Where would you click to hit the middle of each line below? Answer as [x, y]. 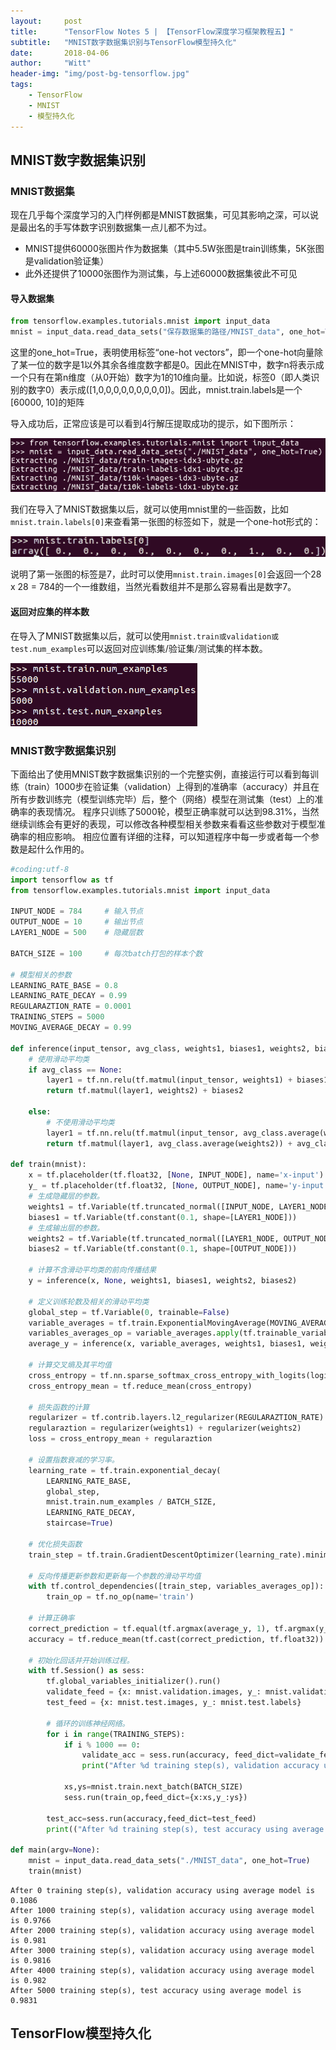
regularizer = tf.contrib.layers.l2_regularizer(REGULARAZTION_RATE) [176, 1418]
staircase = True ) [80, 1523]
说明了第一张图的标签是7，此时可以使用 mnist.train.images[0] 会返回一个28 [166, 574]
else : [40, 1112]
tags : [21, 85]
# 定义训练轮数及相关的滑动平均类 [89, 1301]
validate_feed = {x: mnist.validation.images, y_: [154, 1692]
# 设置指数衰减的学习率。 [74, 1460]
